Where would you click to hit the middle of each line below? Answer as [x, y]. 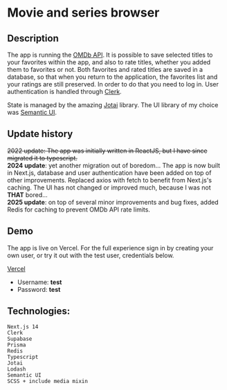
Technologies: [39, 312]
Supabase [20, 339]
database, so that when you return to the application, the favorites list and [112, 77]
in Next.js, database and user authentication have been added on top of [109, 173]
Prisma [17, 345]
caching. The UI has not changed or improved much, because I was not [109, 187]
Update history [40, 134]
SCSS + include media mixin [48, 382]
